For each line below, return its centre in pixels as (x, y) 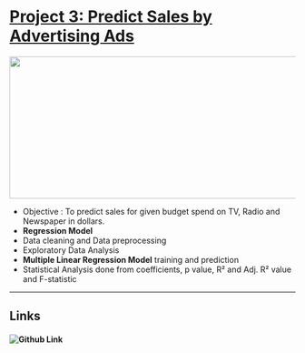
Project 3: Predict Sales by (111, 17)
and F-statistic (49, 278)
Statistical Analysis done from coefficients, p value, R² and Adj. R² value (157, 269)
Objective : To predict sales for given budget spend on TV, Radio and (151, 211)
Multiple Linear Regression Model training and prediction (130, 259)
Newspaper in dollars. (64, 221)
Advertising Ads (72, 36)
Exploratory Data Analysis (71, 250)
